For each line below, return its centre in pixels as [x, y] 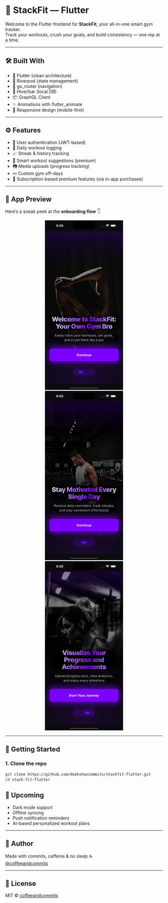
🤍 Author [19, 844]
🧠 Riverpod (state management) [45, 81]
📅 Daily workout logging [37, 147]
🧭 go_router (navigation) [37, 86]
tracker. [13, 29]
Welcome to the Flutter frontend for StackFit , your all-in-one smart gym [79, 24]
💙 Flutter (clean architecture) [42, 75]
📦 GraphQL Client [31, 97]
